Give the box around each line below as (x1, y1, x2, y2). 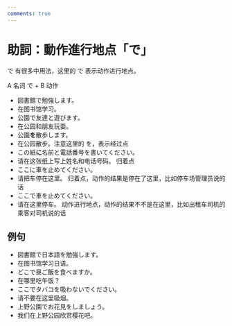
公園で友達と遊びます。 (17, 113, 84, 121)
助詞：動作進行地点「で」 (7, 42, 154, 58)
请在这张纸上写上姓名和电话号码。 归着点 (17, 157, 135, 165)
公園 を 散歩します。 (17, 130, 72, 139)
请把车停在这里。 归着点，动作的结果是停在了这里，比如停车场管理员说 (17, 174, 220, 182)
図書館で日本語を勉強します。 (17, 250, 102, 259)
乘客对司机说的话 (17, 209, 66, 217)
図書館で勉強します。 (17, 96, 78, 104)
